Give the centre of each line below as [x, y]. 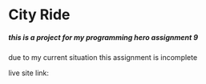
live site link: [29, 73]
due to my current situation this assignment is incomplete [103, 58]
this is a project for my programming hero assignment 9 [103, 37]
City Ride [39, 15]
